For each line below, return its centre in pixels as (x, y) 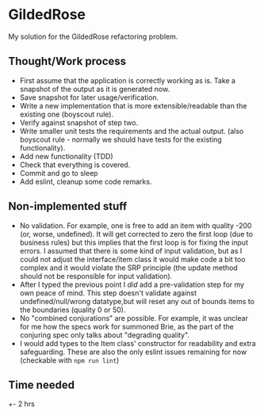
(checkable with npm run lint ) (69, 360)
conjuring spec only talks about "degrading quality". (105, 335)
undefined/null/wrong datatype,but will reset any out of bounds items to (137, 301)
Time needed (42, 385)
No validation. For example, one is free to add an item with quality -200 (136, 225)
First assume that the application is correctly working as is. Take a (128, 80)
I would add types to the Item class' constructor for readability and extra (138, 343)
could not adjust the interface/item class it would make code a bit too (132, 259)
